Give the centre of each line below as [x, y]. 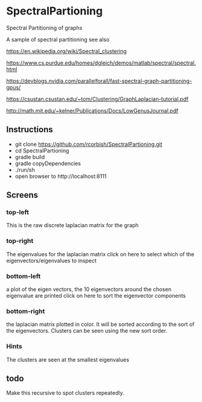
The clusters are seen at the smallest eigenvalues [68, 359]
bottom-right [26, 311]
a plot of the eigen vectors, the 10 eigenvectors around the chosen [89, 289]
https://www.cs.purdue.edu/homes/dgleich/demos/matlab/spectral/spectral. [101, 63]
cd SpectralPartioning [42, 150]
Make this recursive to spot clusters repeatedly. [65, 393]
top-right [20, 241]
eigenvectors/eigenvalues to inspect [51, 260]
